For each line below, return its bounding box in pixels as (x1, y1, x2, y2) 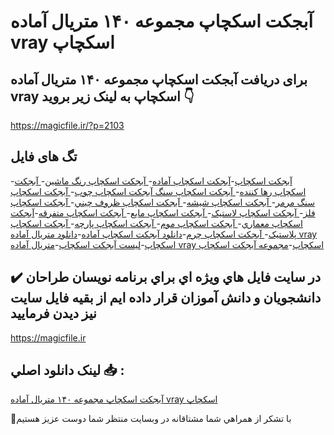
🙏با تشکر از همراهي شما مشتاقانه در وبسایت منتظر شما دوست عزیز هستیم (10, 413, 292, 425)
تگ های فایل (10, 148, 78, 165)
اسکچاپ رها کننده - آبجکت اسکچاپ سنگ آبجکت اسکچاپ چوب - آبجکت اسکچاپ (10, 185, 307, 197)
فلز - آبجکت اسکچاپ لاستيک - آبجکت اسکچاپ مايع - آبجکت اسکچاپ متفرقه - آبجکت (10, 206, 316, 219)
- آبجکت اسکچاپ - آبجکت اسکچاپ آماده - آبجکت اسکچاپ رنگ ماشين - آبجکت (10, 175, 293, 187)
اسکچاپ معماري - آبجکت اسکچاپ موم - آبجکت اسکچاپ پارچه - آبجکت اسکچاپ (10, 217, 303, 229)
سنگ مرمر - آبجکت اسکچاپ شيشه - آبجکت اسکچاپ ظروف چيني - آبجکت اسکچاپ (10, 196, 315, 208)
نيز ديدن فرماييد (10, 305, 97, 322)
